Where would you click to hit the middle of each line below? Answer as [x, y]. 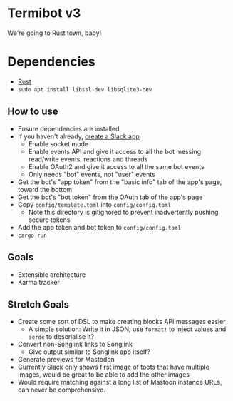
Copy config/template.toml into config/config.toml [94, 204]
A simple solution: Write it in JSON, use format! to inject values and [127, 329]
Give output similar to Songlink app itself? [89, 352]
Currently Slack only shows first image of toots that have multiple [114, 367]
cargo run [32, 235]
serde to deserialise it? [61, 337]
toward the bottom [45, 189]
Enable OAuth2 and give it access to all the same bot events [116, 166]
